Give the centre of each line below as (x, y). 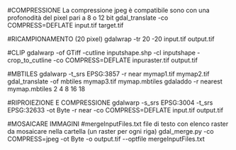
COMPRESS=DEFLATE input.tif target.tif (66, 25)
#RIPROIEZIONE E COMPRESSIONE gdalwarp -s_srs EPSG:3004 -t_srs (110, 103)
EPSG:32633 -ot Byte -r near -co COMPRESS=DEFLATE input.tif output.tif (115, 110)
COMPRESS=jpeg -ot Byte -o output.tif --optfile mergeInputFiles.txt (106, 139)
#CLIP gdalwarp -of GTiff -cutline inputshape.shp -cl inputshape (102, 53)
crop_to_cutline (29, 60)
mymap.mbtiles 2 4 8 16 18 (46, 89)
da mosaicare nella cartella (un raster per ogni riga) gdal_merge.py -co (111, 131)
